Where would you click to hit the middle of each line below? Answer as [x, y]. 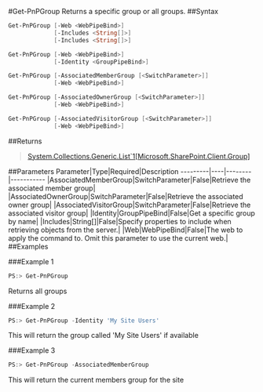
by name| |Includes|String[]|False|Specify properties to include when [120, 221]
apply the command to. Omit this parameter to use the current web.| [118, 238]
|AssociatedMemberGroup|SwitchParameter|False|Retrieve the [149, 180]
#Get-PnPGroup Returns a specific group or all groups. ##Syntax [113, 11]
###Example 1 [31, 261]
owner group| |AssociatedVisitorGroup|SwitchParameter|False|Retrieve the [130, 205]
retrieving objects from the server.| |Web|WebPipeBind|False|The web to [126, 230]
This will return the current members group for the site [96, 380]
